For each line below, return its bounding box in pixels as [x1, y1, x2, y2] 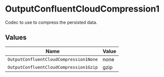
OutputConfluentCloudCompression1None [7, 57, 98, 62]
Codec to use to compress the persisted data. [5, 19, 97, 25]
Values [5, 33, 27, 42]
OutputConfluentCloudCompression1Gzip [7, 64, 98, 70]
